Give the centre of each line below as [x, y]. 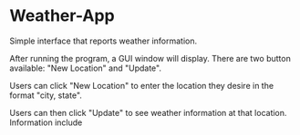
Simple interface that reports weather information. [103, 41]
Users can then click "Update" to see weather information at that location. [148, 112]
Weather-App [62, 16]
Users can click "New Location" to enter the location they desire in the [142, 85]
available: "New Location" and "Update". [86, 68]
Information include [46, 122]
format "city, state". [46, 95]
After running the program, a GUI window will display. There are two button [150, 58]
